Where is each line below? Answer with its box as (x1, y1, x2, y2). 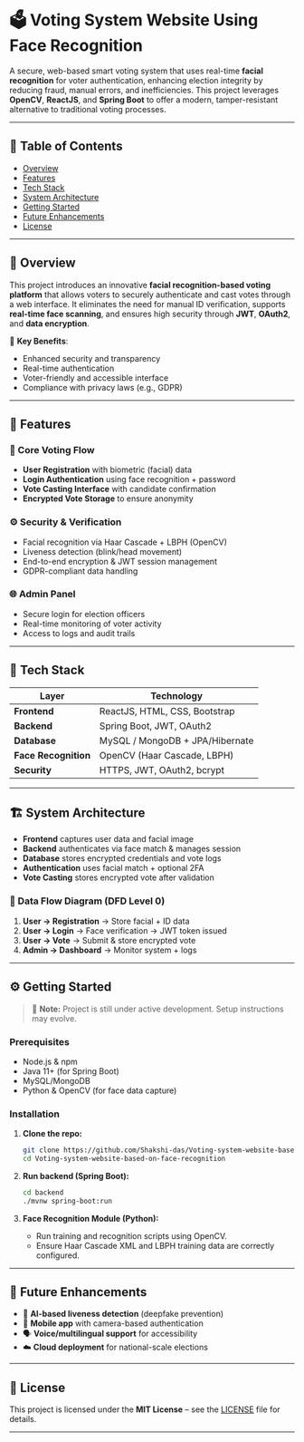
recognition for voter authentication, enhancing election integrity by (9, 74, 264, 85)
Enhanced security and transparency (22, 353, 161, 363)
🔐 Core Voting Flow (9, 443, 95, 456)
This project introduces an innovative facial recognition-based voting (9, 279, 271, 290)
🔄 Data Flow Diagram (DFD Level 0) (9, 895, 166, 907)
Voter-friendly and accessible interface (22, 372, 169, 383)
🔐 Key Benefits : (9, 335, 69, 346)
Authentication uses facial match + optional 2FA (22, 863, 205, 874)
